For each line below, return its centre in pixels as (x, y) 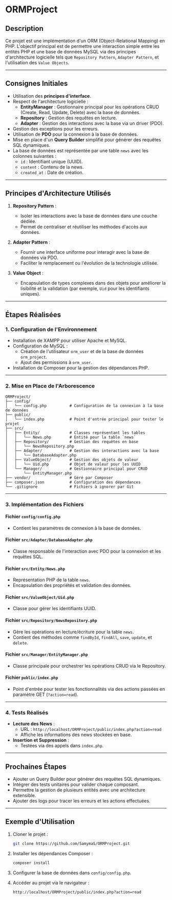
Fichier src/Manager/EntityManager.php (47, 654)
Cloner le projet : (30, 834)
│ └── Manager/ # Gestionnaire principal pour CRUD (76, 469)
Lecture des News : (34, 724)
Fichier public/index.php (32, 677)
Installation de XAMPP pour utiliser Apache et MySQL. (70, 341)
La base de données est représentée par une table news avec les (80, 151)
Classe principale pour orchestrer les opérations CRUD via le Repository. (89, 666)
